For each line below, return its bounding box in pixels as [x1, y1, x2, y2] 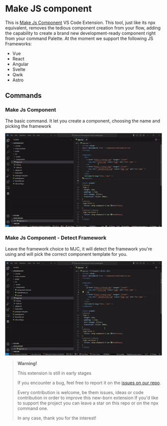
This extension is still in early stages [17, 370, 92, 376]
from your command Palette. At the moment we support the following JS [5, 35, 154, 41]
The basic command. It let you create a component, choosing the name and [5, 118, 161, 124]
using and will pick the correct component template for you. [5, 251, 128, 257]
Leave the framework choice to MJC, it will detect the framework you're [5, 246, 153, 252]
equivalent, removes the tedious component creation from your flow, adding [5, 24, 161, 30]
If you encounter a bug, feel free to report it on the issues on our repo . [17, 380, 162, 386]
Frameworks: [5, 40, 32, 46]
